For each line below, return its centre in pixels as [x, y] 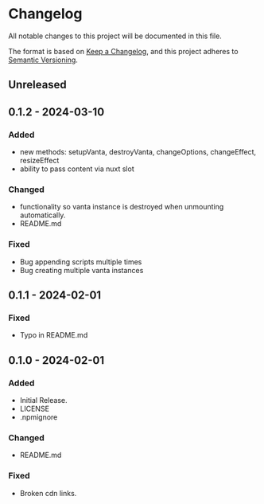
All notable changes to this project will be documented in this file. [115, 36]
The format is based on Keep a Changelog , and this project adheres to [123, 51]
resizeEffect [39, 161]
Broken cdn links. [48, 493]
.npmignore [39, 417]
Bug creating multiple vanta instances [82, 270]
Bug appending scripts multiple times [81, 262]
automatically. [43, 215]
